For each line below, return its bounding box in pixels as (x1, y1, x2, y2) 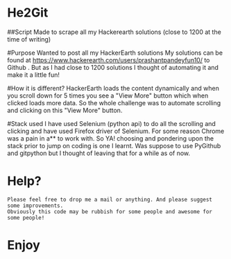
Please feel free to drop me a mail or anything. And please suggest (7, 196, 213, 203)
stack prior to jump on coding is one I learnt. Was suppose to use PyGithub (7, 141, 221, 150)
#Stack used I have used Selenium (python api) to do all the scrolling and (7, 119, 216, 127)
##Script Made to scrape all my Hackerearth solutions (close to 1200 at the (7, 28, 222, 36)
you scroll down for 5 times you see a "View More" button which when (7, 91, 209, 100)
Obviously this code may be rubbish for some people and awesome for (7, 208, 213, 215)
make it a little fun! (7, 71, 60, 79)
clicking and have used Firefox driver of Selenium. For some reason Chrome (7, 127, 225, 135)
